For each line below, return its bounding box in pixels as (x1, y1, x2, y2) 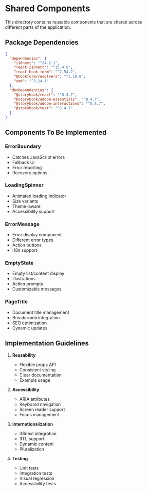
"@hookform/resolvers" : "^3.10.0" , (14, 74, 86, 79)
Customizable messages (12, 286, 62, 292)
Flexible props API (19, 362, 56, 368)
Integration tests (19, 470, 53, 476)
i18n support (12, 247, 37, 253)
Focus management (19, 411, 59, 417)
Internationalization (12, 421, 53, 427)
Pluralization (19, 446, 45, 452)
